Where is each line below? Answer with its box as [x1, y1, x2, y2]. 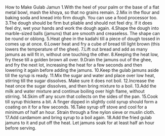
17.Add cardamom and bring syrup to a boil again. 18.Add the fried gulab [5, 115, 152, 120]
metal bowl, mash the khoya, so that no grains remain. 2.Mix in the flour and [5, 9, 160, 15]
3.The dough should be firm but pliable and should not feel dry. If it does [5, 20, 153, 26]
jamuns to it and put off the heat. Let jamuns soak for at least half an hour [5, 120, 155, 126]
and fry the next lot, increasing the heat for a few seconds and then [5, 62, 142, 68]
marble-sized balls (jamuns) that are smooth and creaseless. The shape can [5, 31, 160, 36]
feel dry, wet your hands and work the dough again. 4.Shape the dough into [5, 25, 159, 31]
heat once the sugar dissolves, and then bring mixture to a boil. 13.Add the [5, 83, 157, 89]
